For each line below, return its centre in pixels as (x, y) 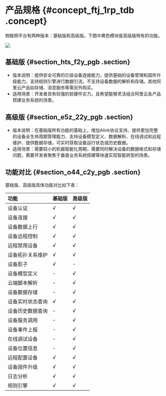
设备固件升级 (23, 367)
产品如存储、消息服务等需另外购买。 (58, 87)
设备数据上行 (23, 227)
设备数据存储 (23, 292)
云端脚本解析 (23, 283)
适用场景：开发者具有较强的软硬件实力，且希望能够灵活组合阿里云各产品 (86, 94)
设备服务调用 (23, 320)
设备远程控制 (23, 236)
